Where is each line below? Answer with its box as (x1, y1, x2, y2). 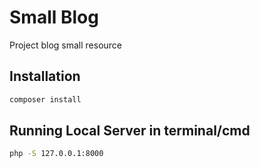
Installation (9, 68, 81, 85)
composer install (9, 94, 82, 105)
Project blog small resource (9, 39, 123, 51)
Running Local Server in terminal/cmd (9, 122, 251, 140)
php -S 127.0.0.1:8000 (9, 149, 104, 159)
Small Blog (9, 6, 99, 29)
